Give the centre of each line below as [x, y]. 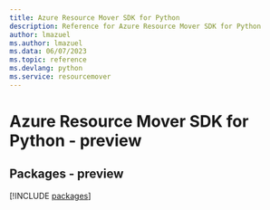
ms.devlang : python [46, 69]
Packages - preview [67, 174]
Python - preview [76, 140]
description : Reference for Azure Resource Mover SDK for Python [135, 26]
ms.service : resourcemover [60, 77]
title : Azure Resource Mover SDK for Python [95, 18]
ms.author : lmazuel [46, 43]
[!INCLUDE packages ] [50, 196]
